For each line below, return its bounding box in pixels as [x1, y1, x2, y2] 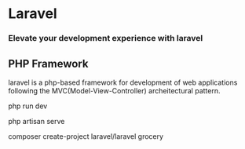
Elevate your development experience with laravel [8, 33, 203, 44]
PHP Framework [8, 56, 89, 71]
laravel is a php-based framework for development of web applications [8, 78, 238, 87]
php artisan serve [8, 116, 65, 125]
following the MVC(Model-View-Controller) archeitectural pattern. [8, 85, 221, 95]
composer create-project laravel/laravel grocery [8, 131, 163, 141]
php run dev [8, 101, 48, 111]
